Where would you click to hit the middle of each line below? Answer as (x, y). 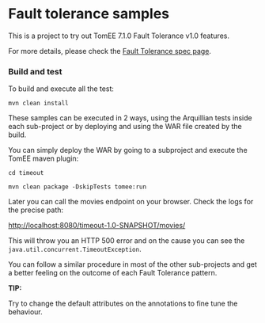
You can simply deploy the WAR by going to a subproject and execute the (128, 150)
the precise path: (36, 210)
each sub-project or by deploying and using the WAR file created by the (125, 127)
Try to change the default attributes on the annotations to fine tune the (123, 304)
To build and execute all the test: (61, 89)
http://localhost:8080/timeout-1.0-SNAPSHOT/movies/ (97, 226)
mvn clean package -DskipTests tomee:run (78, 187)
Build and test (35, 71)
